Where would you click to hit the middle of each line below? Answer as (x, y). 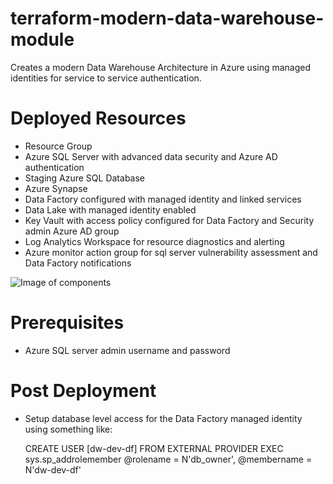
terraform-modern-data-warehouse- (167, 18)
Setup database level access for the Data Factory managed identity (163, 418)
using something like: (68, 429)
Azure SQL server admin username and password (127, 350)
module (42, 39)
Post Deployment (83, 391)
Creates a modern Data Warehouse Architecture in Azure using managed (161, 67)
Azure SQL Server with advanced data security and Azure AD (151, 156)
